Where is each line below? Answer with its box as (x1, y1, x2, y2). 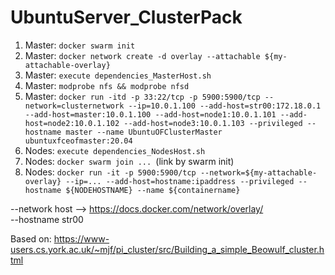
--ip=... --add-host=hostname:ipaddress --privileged (65, 176, 295, 186)
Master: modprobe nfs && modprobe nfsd (24, 79, 190, 91)
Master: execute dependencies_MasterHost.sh (24, 69, 212, 81)
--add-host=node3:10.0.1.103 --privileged (123, 118, 303, 128)
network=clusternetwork (24, 101, 125, 111)
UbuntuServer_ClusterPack (10, 6, 243, 29)
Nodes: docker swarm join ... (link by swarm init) (24, 155, 235, 167)
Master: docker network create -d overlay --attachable (24, 49, 261, 61)
